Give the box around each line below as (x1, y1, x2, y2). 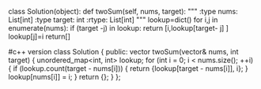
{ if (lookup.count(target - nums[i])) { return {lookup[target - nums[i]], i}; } (8, 64, 249, 73)
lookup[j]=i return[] (8, 32, 71, 41)
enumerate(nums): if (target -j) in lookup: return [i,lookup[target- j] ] (8, 24, 229, 32)
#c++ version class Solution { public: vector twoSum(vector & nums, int (8, 47, 239, 56)
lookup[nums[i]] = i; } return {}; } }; (8, 72, 121, 81)
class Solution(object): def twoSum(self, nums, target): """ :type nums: (8, 7, 239, 16)
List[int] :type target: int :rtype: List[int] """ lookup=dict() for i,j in (8, 15, 218, 24)
